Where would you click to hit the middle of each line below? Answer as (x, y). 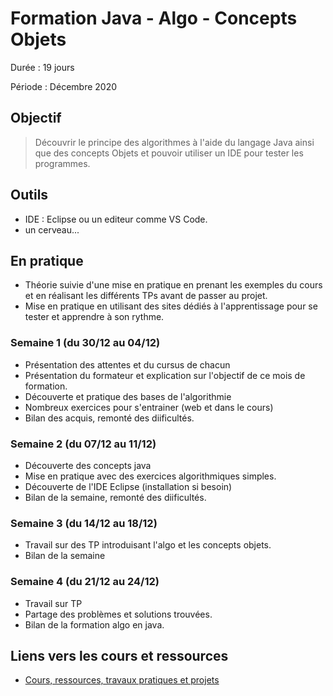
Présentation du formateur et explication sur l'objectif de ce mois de (165, 375)
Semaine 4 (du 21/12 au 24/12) (85, 582)
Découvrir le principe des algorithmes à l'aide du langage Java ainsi (174, 142)
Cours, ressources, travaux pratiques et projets (122, 680)
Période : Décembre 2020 (64, 86)
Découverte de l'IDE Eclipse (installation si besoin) (128, 486)
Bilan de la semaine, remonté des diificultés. (115, 497)
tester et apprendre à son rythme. (94, 317)
